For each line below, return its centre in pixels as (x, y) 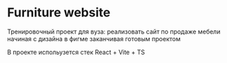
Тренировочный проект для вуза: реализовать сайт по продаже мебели (114, 32)
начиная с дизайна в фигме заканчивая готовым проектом (94, 38)
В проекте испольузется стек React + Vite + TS (76, 52)
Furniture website (59, 13)
